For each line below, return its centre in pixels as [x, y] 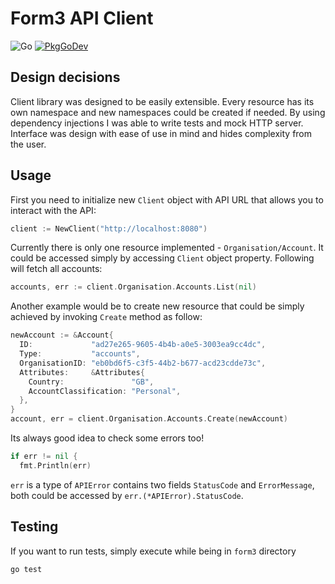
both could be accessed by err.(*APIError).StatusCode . [127, 495]
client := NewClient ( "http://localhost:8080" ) [109, 228]
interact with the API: [53, 210]
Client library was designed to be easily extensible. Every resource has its [162, 101]
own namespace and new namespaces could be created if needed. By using [168, 112]
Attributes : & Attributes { [82, 372]
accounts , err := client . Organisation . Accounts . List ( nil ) [133, 287]
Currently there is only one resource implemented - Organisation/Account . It [167, 248]
